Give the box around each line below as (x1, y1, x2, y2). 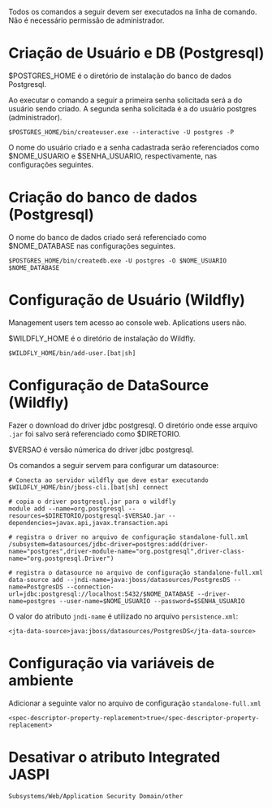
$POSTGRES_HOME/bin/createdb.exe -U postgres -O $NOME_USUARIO (8, 256, 227, 265)
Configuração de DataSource (8, 376, 209, 394)
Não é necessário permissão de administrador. (8, 15, 165, 25)
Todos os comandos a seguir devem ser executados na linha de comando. (8, 7, 257, 16)
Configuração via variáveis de (8, 654, 215, 672)
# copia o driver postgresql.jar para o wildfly (8, 497, 176, 506)
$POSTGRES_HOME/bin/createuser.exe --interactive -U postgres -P (8, 128, 234, 137)
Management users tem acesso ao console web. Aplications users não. (8, 317, 247, 328)
